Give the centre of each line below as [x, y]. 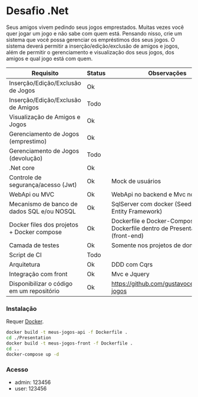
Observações [167, 73]
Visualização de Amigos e [45, 117]
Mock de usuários [136, 181]
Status [96, 73]
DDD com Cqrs [132, 264]
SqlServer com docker [142, 204]
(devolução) [26, 158]
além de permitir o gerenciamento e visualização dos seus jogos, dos [90, 52]
